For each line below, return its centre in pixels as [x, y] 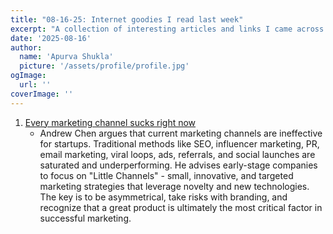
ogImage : [28, 76]
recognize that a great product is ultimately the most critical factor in [181, 207]
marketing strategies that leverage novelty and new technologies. [174, 186]
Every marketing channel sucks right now [110, 122]
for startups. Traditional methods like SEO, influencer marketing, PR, [179, 143]
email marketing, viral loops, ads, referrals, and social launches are [177, 154]
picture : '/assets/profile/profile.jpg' [104, 66]
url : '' [35, 85]
